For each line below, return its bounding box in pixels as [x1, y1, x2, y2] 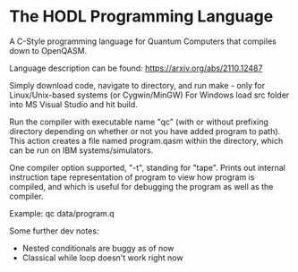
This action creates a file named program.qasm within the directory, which [9, 135, 284, 146]
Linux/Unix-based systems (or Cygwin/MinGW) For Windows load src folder [9, 89, 290, 100]
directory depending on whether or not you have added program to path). [9, 125, 281, 136]
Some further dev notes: [9, 225, 99, 236]
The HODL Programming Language [9, 6, 274, 27]
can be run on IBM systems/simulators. [9, 145, 154, 156]
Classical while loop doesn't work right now [21, 252, 183, 263]
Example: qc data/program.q [9, 208, 115, 218]
